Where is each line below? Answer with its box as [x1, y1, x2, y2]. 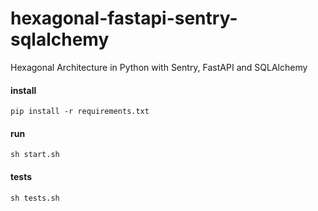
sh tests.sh [10, 193, 60, 203]
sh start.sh [10, 150, 60, 160]
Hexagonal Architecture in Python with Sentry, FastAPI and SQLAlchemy [10, 61, 308, 73]
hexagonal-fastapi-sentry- [10, 7, 238, 30]
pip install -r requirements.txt [10, 107, 150, 117]
